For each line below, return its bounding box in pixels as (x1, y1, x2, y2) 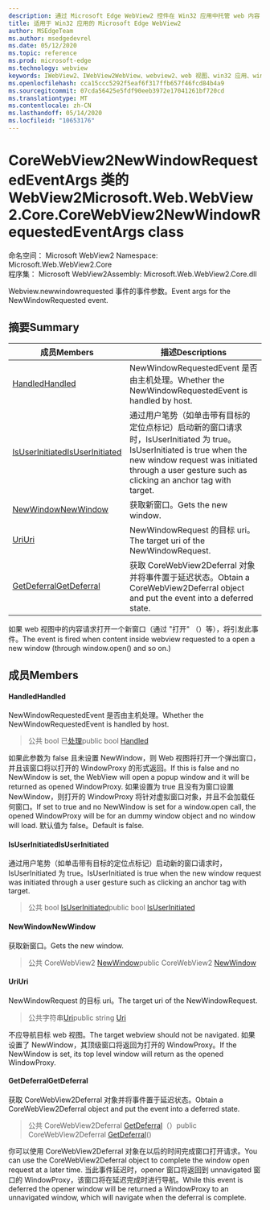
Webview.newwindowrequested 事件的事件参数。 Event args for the (8, 286, 231, 296)
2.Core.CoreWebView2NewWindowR (8, 206, 261, 224)
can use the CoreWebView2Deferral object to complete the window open (8, 1155, 250, 1165)
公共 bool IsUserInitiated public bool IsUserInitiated (27, 903, 195, 913)
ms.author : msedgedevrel (8, 34, 92, 43)
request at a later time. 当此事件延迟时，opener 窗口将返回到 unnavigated (8, 1165, 252, 1175)
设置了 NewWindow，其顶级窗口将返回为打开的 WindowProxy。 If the (8, 1040, 237, 1050)
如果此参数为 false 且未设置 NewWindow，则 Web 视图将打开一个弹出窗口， (8, 753, 260, 763)
